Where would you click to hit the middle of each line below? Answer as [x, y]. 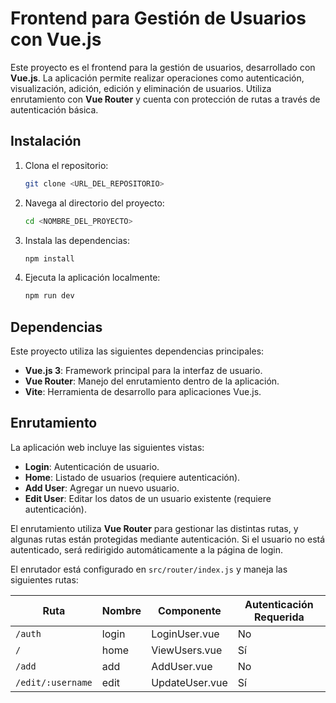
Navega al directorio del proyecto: [94, 203]
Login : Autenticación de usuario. [92, 466]
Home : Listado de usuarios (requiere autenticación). [132, 477]
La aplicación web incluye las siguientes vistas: [107, 447]
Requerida [279, 617]
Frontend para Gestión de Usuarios [158, 18]
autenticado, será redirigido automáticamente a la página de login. [147, 549]
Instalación [46, 141]
